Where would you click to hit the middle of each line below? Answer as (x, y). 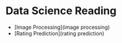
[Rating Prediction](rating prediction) (59, 33)
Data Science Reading (61, 11)
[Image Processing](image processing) (62, 27)
